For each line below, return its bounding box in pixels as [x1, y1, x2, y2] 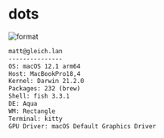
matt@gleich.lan [8, 47, 63, 55]
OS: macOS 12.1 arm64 [8, 62, 81, 70]
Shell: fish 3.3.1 [8, 92, 70, 101]
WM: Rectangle [8, 107, 56, 115]
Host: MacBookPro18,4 [8, 69, 81, 77]
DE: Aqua [8, 100, 38, 108]
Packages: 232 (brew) [8, 85, 81, 93]
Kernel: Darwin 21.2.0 [8, 77, 84, 86]
